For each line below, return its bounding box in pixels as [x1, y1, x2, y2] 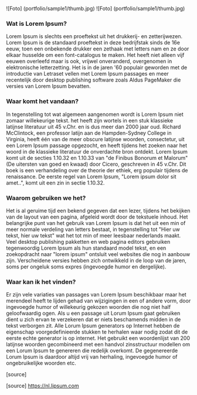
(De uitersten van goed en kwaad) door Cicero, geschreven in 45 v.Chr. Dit [6, 161, 186, 168]
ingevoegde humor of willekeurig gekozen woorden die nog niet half [6, 304, 171, 311]
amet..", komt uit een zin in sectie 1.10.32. [6, 179, 105, 186]
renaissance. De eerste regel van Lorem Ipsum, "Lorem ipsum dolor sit [6, 173, 176, 180]
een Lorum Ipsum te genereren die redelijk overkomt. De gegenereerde [6, 347, 178, 354]
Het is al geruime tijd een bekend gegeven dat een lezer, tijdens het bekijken [6, 207, 191, 214]
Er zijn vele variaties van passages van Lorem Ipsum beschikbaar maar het [6, 291, 186, 298]
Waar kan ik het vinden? [6, 278, 76, 286]
